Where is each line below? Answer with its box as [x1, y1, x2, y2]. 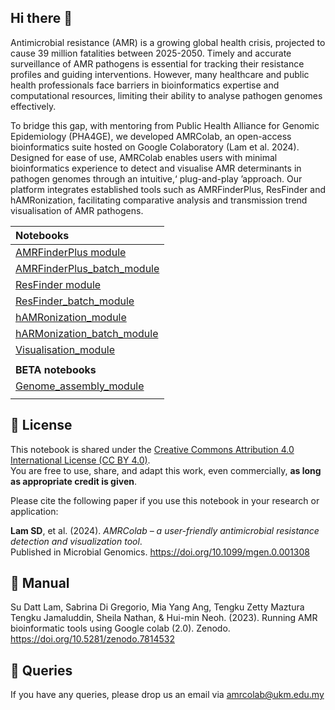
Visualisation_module [15, 342, 116, 356]
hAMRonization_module [15, 310, 127, 324]
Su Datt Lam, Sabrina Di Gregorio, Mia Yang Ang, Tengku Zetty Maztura [10, 601, 305, 613]
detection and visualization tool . [10, 535, 143, 547]
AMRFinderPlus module [15, 245, 127, 259]
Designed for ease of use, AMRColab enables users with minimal [10, 151, 278, 163]
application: [10, 505, 59, 517]
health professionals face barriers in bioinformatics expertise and [10, 79, 280, 91]
